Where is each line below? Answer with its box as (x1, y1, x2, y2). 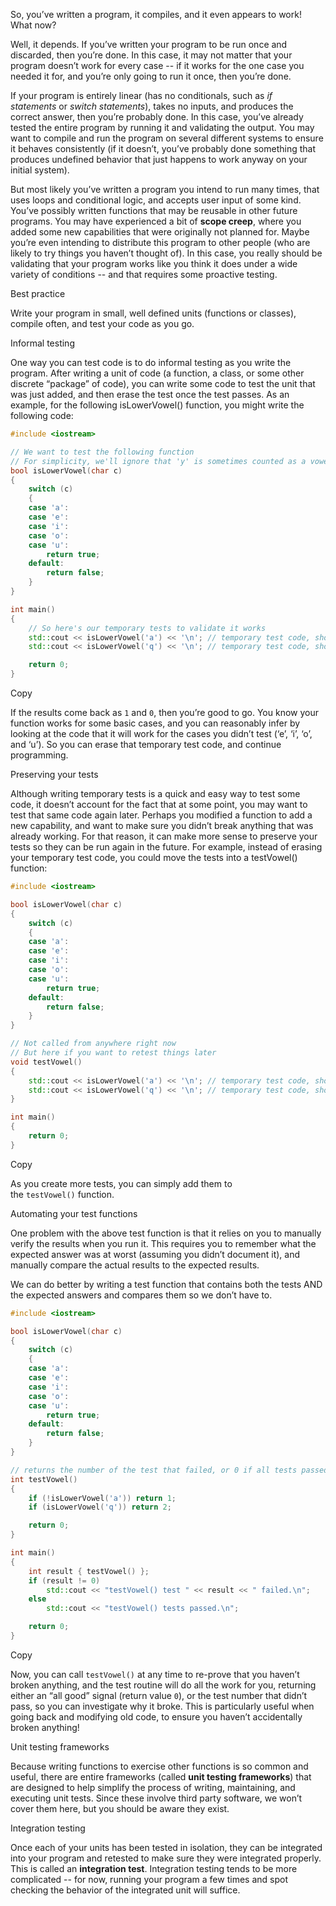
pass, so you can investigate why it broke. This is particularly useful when (10, 1700, 315, 1712)
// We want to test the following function (10, 447, 195, 457)
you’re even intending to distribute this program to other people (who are (10, 237, 311, 248)
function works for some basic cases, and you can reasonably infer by (10, 717, 301, 729)
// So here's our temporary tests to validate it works (28, 623, 267, 633)
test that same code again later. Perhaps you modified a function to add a (10, 809, 313, 821)
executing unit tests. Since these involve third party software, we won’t (10, 1792, 303, 1804)
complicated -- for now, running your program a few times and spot (10, 1873, 288, 1885)
